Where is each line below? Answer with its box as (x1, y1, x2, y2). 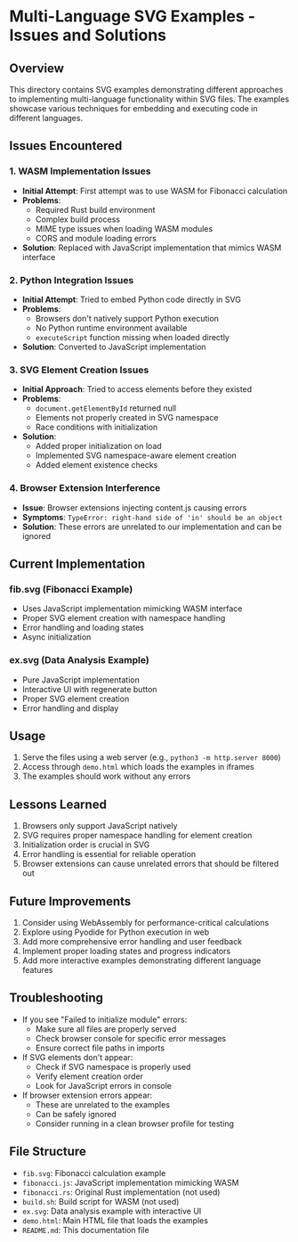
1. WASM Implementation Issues (9, 165, 151, 177)
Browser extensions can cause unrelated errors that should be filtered (21, 858, 279, 870)
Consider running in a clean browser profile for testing (35, 1118, 234, 1129)
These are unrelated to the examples (35, 1099, 171, 1110)
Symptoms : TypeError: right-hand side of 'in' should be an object (21, 511, 283, 522)
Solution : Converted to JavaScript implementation (21, 341, 206, 352)
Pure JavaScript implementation (21, 674, 140, 685)
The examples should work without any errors (21, 771, 191, 781)
